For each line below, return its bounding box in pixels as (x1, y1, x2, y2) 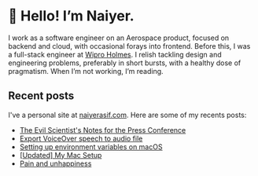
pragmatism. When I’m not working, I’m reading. (8, 66, 164, 75)
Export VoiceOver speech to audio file (19, 134, 143, 143)
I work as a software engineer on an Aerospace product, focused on (8, 33, 230, 42)
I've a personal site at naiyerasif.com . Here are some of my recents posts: (8, 110, 247, 119)
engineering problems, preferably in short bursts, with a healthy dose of (8, 58, 241, 68)
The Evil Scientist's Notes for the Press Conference (19, 125, 186, 134)
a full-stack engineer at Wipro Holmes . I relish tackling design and (8, 49, 222, 59)
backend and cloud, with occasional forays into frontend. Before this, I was (8, 41, 251, 50)
